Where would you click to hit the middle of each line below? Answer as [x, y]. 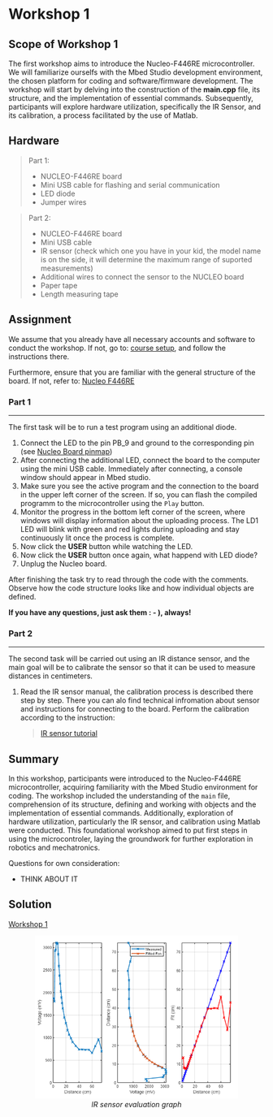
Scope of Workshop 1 [63, 44]
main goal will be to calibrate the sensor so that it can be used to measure [132, 668]
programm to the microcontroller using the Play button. [112, 503]
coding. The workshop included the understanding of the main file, [119, 796]
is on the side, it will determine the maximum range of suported [146, 259]
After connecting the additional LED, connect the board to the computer [140, 460]
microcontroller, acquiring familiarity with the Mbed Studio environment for [133, 787]
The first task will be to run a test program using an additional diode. [123, 426]
